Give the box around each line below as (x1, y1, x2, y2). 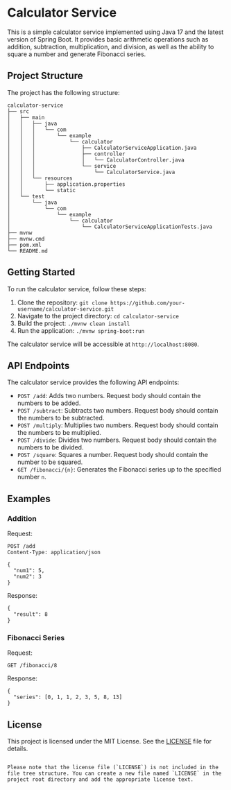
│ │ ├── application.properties (7, 180, 126, 188)
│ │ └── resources (7, 175, 73, 182)
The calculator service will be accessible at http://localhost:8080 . (7, 340, 200, 348)
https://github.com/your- (110, 300, 185, 307)
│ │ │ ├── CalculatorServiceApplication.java (7, 144, 197, 151)
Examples (7, 492, 51, 504)
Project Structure (7, 70, 83, 82)
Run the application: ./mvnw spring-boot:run (17, 326, 145, 334)
